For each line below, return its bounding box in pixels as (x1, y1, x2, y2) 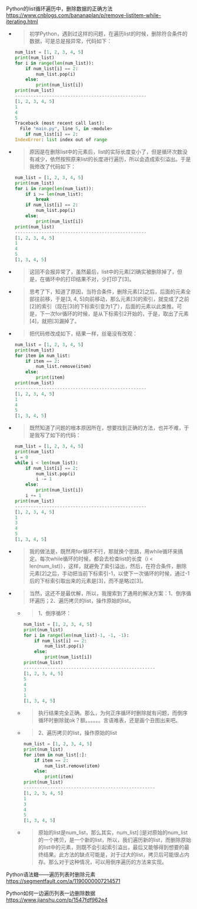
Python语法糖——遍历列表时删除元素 (6, 871, 96, 878)
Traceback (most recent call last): (14, 120, 105, 127)
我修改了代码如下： (29, 162, 76, 170)
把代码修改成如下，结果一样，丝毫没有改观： (29, 330, 138, 337)
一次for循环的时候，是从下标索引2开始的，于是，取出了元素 (45, 310, 189, 317)
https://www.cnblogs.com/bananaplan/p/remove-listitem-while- (6, 12, 162, 19)
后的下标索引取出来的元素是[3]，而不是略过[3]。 (29, 577, 147, 584)
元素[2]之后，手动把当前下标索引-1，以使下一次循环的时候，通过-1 (29, 570, 190, 577)
